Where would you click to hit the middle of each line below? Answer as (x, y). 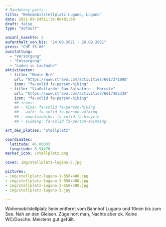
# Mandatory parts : (27, 10)
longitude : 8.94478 (30, 149)
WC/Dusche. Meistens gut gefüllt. (40, 219)
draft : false (19, 24)
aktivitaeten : (20, 70)
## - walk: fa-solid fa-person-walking (56, 112)
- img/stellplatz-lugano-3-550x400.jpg (47, 185)
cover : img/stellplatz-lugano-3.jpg (43, 163)
